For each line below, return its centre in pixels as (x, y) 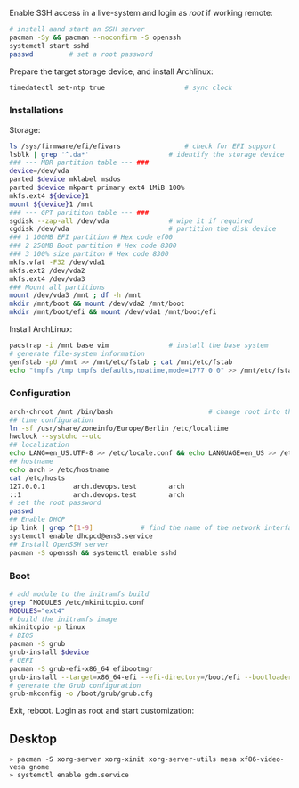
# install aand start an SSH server (77, 29)
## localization (39, 445)
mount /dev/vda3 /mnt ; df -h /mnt (75, 295)
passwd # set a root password (81, 54)
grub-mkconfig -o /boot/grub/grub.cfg (81, 694)
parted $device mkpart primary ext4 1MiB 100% (97, 188)
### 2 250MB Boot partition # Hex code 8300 (93, 246)
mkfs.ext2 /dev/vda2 (48, 270)
